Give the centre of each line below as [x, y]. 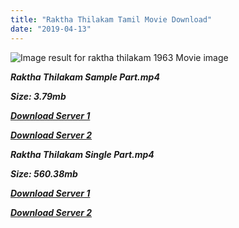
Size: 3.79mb [38, 96]
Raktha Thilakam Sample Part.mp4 [85, 77]
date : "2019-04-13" [51, 29]
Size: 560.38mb [44, 173]
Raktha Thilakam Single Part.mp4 [82, 154]
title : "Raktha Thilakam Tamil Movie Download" [111, 19]
